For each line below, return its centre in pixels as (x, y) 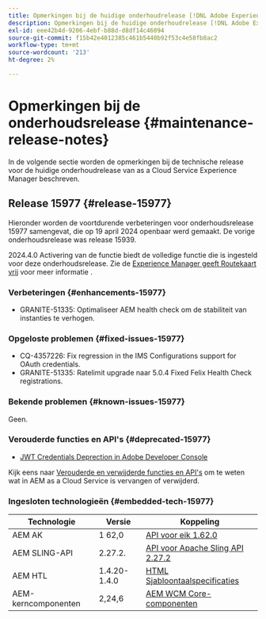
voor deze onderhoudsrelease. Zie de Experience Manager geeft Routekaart (133, 263)
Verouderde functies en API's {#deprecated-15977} (110, 440)
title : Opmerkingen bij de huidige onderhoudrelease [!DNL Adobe (118, 15)
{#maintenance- (199, 123)
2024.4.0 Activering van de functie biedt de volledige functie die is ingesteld (133, 255)
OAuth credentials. (50, 364)
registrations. (41, 381)
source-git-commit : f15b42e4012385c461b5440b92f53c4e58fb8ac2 (113, 38)
